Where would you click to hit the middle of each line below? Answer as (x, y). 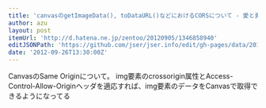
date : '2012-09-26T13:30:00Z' (58, 52)
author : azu (28, 23)
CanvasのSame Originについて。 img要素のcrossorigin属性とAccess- (121, 76)
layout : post (30, 30)
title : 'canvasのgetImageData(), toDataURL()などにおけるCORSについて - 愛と (131, 15)
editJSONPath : (32, 45)
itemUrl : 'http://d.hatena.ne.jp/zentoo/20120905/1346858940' (113, 38)
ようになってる (46, 96)
